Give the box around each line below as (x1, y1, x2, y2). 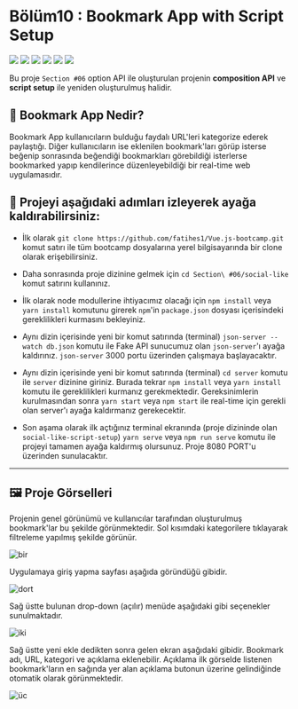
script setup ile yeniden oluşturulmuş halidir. (9, 82, 173, 92)
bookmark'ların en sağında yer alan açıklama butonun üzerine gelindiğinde (9, 664, 281, 674)
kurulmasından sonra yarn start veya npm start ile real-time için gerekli (21, 395, 286, 406)
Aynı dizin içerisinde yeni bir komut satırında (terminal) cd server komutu (21, 366, 288, 378)
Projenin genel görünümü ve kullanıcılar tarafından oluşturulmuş (9, 513, 242, 524)
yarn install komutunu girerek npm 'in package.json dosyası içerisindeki (21, 304, 284, 315)
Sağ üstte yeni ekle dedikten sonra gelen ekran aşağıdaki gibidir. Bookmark (9, 645, 284, 656)
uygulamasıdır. (9, 169, 63, 179)
